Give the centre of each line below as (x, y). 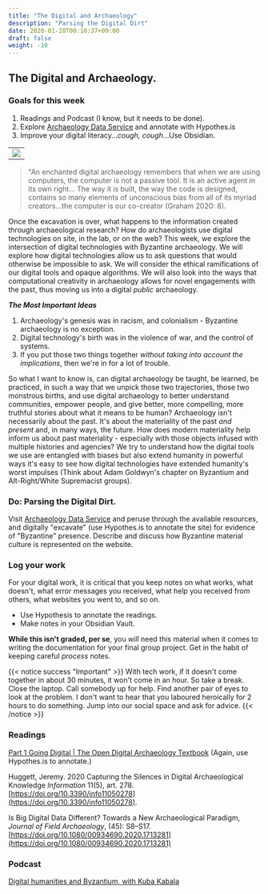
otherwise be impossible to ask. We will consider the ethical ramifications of (134, 264)
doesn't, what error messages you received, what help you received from (129, 591)
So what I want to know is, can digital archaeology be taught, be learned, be (134, 378)
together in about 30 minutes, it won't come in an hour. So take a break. (126, 680)
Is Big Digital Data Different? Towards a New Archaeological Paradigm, (124, 817)
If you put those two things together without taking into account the (131, 354)
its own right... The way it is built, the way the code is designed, (133, 188)
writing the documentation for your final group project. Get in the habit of (128, 648)
